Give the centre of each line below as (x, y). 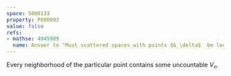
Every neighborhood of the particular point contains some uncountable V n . (112, 66)
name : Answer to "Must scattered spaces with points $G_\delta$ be (113, 45)
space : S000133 (28, 13)
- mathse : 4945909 (33, 39)
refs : (14, 33)
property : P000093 (33, 20)
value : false (25, 26)
